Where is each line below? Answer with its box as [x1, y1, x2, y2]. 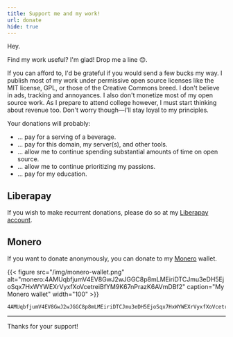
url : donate [7, 17, 42, 24]
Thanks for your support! [7, 322, 78, 330]
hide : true [7, 23, 39, 30]
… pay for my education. [17, 170, 87, 178]
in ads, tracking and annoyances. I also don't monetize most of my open [7, 91, 214, 99]
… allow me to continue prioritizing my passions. [17, 163, 156, 171]
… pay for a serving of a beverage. [17, 133, 116, 141]
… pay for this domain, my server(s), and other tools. [17, 140, 168, 149]
